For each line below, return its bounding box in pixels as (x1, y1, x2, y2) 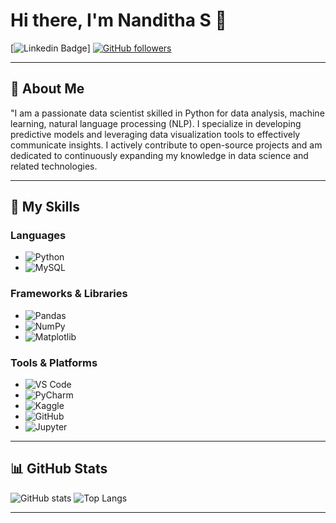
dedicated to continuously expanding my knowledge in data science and (10, 149, 309, 161)
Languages (10, 229, 67, 243)
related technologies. (10, 160, 98, 172)
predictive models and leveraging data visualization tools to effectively (10, 128, 301, 140)
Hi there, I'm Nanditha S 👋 (10, 9, 227, 32)
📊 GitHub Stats (10, 460, 108, 478)
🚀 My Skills (10, 199, 80, 216)
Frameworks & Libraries (10, 287, 128, 301)
